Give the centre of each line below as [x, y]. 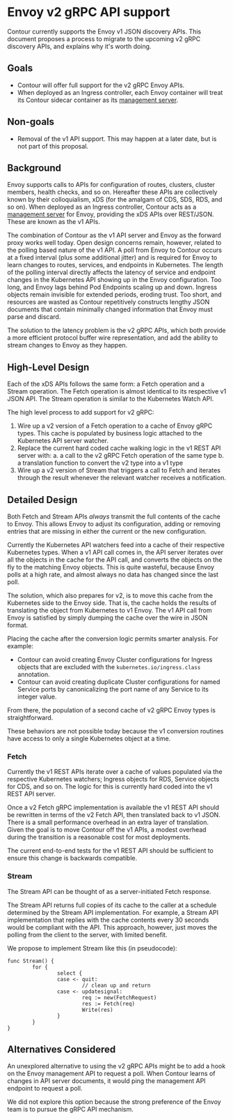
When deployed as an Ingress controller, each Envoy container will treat [120, 92]
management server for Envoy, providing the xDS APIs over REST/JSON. [111, 214]
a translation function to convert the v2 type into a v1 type [100, 463]
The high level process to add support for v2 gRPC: [81, 412]
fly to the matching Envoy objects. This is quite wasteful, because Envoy [111, 567]
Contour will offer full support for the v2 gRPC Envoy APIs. [101, 85]
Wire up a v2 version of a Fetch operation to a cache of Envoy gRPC [115, 426]
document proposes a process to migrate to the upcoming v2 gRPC [104, 38]
